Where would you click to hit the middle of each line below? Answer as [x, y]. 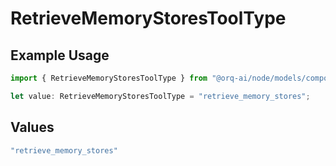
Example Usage [60, 55]
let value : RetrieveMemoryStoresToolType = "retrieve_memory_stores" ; [160, 96]
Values [32, 127]
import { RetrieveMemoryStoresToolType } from [109, 78]
